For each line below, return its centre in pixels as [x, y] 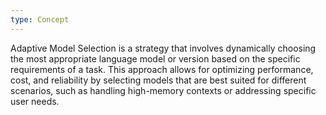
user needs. [35, 101]
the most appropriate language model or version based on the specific [155, 58]
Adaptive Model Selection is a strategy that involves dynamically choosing [163, 48]
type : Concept [40, 19]
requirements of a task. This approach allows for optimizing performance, [162, 69]
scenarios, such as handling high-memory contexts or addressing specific [163, 90]
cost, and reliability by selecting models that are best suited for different [158, 80]
